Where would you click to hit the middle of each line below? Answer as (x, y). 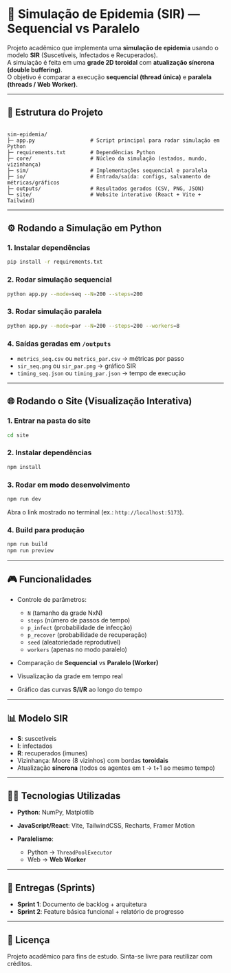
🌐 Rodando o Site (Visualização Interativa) (100, 401)
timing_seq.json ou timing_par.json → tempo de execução (101, 373)
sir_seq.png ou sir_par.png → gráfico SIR (76, 366)
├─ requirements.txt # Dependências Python (81, 152)
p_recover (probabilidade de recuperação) (87, 635)
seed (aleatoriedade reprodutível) (74, 642)
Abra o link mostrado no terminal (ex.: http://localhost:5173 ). (96, 512)
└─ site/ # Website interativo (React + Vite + (104, 195)
